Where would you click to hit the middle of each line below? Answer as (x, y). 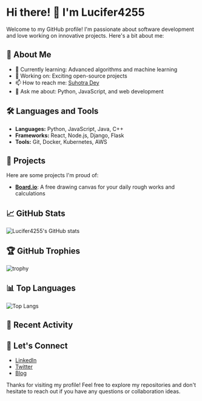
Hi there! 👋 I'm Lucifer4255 (76, 12)
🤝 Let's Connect (37, 345)
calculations (30, 194)
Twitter (24, 367)
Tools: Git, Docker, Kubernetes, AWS (61, 141)
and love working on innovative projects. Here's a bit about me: (85, 35)
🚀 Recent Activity (40, 325)
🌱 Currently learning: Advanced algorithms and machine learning (96, 69)
